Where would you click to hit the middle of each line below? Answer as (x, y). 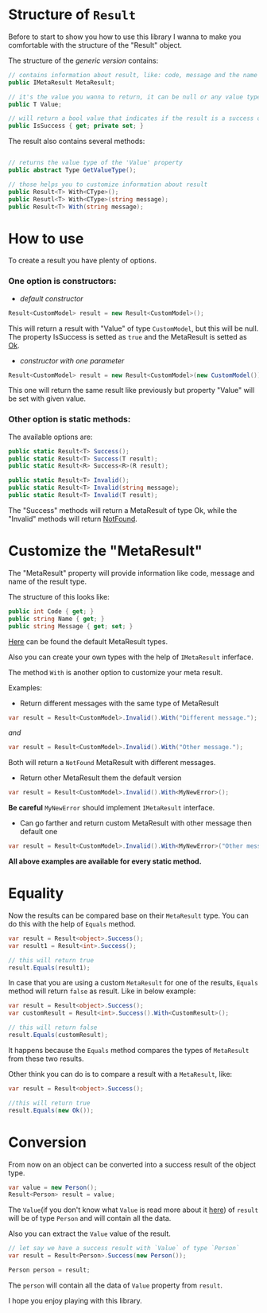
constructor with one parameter (72, 360)
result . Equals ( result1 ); (49, 968)
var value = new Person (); (53, 1187)
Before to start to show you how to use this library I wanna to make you (125, 37)
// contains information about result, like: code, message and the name (133, 75)
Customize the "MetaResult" (105, 551)
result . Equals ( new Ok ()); (51, 1110)
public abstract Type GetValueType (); (72, 170)
